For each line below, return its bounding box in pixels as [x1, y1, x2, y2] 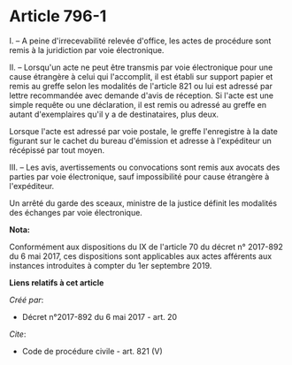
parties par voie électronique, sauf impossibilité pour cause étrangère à [9, 171, 270, 182]
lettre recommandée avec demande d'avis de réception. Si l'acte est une [9, 90, 274, 101]
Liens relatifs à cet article [9, 277, 104, 288]
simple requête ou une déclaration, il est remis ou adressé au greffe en [9, 99, 267, 110]
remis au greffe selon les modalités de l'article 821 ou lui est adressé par [9, 80, 273, 91]
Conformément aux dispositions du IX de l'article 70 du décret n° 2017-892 [9, 241, 283, 252]
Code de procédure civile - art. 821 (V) [21, 346, 164, 356]
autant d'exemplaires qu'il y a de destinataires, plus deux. [9, 109, 219, 119]
